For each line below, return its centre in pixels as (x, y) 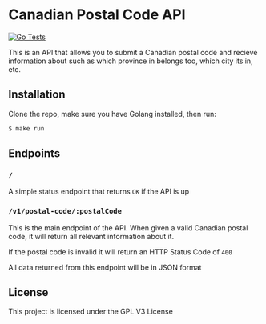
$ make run (26, 128)
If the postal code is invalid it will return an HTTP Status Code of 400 (120, 252)
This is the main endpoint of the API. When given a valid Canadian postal (128, 228)
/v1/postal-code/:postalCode (65, 211)
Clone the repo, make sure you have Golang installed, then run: (112, 114)
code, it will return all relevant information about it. (91, 236)
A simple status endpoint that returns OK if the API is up (99, 192)
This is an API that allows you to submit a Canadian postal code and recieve (133, 52)
